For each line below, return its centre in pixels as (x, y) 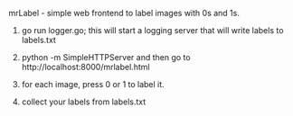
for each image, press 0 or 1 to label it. (93, 84)
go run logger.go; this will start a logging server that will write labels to (152, 30)
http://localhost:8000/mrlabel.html (85, 67)
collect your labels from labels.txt (84, 102)
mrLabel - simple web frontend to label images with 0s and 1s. (124, 13)
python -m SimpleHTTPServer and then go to (106, 57)
